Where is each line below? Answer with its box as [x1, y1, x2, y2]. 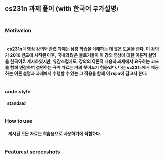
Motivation [5, 27, 32, 34]
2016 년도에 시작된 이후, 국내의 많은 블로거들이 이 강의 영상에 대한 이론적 [10, 52, 147, 58]
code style [5, 88, 31, 95]
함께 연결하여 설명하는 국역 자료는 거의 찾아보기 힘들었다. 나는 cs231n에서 [10, 64, 150, 70]
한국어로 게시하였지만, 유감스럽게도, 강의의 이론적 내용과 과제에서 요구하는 [10, 58, 150, 64]
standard [7, 100, 26, 106]
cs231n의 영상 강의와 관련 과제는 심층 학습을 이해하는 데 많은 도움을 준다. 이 [7, 46, 150, 52]
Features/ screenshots [5, 148, 60, 155]
